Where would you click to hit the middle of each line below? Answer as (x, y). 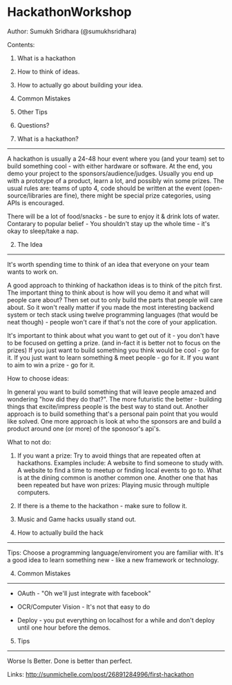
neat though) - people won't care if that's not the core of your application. (112, 322)
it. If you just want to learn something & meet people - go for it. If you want (113, 357)
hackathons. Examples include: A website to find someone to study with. (120, 462)
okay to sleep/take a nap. (43, 231)
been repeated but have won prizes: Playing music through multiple (113, 485)
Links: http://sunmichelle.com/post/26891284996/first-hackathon (101, 674)
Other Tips (32, 112)
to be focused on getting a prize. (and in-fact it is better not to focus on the (114, 342)
